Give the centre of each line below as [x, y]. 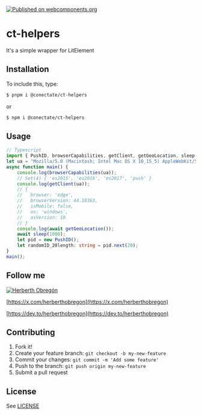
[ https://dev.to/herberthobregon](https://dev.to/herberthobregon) [87, 313]
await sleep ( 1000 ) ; [41, 234]
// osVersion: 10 [41, 217]
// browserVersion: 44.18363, [57, 201]
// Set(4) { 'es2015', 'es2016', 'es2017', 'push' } [84, 178]
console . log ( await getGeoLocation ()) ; [66, 229]
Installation [28, 69]
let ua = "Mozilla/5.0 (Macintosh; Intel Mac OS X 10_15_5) [83, 162]
